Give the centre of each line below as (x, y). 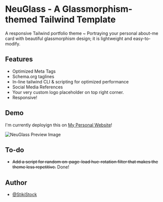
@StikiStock (24, 195)
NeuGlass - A (33, 9)
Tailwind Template (78, 20)
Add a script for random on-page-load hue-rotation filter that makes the (85, 162)
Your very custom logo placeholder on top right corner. (68, 92)
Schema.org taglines (33, 76)
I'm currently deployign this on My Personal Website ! (59, 125)
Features (19, 60)
